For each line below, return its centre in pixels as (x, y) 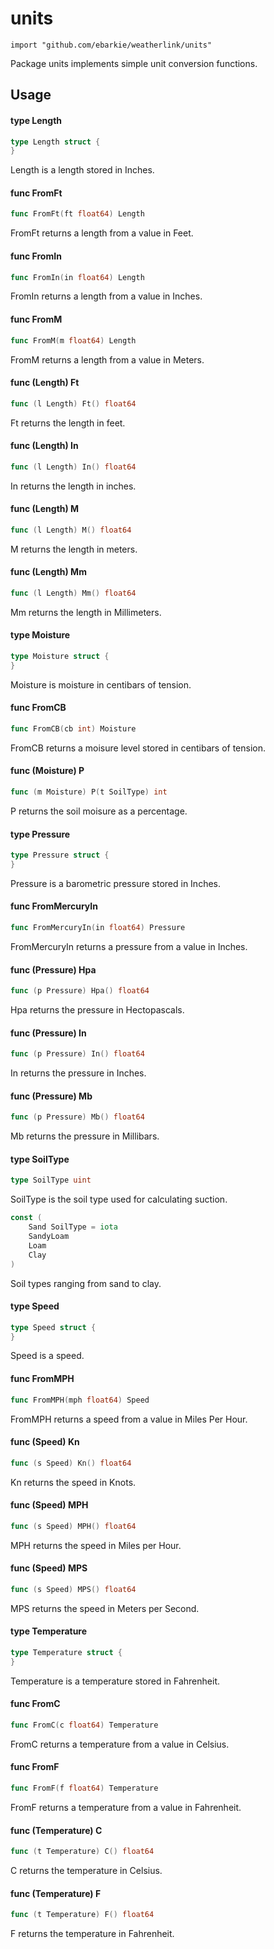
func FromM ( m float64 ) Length (73, 340)
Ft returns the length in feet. (68, 423)
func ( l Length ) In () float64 (73, 467)
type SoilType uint (51, 1180)
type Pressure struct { (60, 855)
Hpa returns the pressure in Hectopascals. (97, 1010)
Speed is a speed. (47, 1356)
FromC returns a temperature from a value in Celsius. (120, 1744)
